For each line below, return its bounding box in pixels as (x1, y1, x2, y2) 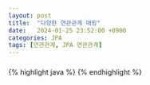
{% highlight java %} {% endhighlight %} (8, 68, 142, 77)
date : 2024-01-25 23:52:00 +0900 (8, 26, 127, 34)
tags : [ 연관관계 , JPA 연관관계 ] (8, 41, 102, 49)
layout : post (8, 11, 52, 20)
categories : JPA (8, 33, 62, 42)
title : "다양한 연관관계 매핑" (8, 19, 101, 27)
